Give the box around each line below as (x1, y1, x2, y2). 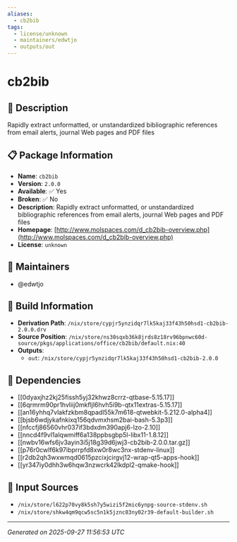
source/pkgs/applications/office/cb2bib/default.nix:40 (17, 340, 186, 347)
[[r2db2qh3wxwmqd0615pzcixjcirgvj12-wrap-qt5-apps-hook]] (17, 454, 200, 462)
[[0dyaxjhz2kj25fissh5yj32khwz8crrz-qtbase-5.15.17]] (17, 393, 175, 402)
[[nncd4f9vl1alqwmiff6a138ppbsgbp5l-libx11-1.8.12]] (17, 431, 169, 439)
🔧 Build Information (7, 300, 94, 312)
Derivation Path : (17, 319, 66, 328)
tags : (7, 23, 23, 30)
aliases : (7, 10, 33, 18)
